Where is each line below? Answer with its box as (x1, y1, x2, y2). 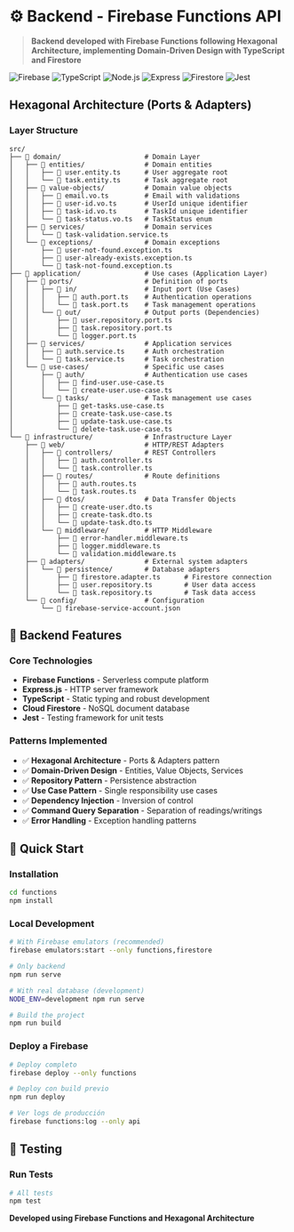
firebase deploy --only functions (9, 1068, 138, 1077)
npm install (9, 897, 53, 906)
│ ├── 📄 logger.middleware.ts (25, 541, 162, 551)
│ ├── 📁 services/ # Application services (9, 339, 233, 348)
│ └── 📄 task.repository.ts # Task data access (25, 588, 256, 597)
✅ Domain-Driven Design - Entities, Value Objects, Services (21, 765, 244, 776)
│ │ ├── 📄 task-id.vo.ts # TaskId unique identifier (9, 206, 249, 215)
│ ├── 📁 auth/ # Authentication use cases (9, 370, 249, 379)
